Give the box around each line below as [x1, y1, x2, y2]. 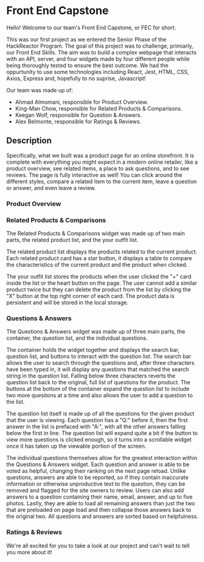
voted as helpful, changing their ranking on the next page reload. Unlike [6, 467, 186, 475]
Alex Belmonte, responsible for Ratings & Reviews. [15, 117, 142, 125]
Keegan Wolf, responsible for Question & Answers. [15, 111, 142, 119]
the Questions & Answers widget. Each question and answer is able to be [6, 461, 190, 468]
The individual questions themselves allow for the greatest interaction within [6, 454, 198, 462]
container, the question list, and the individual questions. [6, 334, 148, 342]
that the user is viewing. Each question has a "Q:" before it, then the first [6, 417, 188, 424]
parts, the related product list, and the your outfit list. [6, 236, 139, 243]
